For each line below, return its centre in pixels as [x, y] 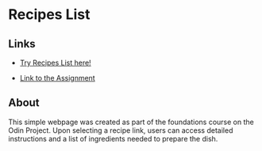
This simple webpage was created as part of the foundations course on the [131, 122]
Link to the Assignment [57, 78]
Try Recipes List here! [55, 62]
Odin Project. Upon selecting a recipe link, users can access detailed [121, 130]
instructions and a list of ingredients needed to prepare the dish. [113, 138]
